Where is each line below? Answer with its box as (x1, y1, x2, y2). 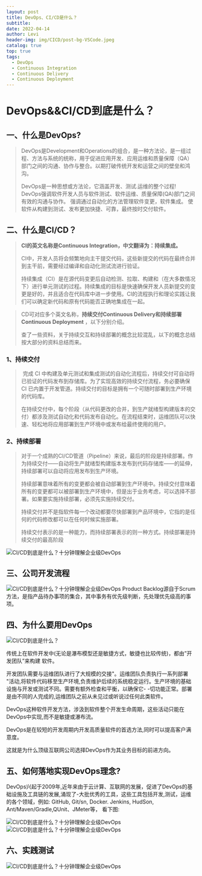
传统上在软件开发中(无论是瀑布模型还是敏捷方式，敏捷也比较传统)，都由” (6, 650, 187, 657)
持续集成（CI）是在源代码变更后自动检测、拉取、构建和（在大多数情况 (21, 275, 196, 282)
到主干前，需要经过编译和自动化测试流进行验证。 (21, 262, 143, 269)
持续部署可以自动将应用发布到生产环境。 (21, 467, 122, 474)
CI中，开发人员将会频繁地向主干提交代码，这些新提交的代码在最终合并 (21, 254, 196, 262)
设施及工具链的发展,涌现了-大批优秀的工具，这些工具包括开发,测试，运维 (11, 790, 192, 797)
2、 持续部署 (6, 437, 42, 446)
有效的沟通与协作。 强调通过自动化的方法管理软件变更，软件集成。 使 (21, 198, 194, 205)
